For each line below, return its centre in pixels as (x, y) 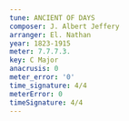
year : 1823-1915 (40, 43)
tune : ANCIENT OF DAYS (52, 18)
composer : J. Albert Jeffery (64, 26)
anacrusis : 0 (34, 69)
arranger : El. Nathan (50, 35)
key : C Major (34, 60)
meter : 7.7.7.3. (40, 52)
